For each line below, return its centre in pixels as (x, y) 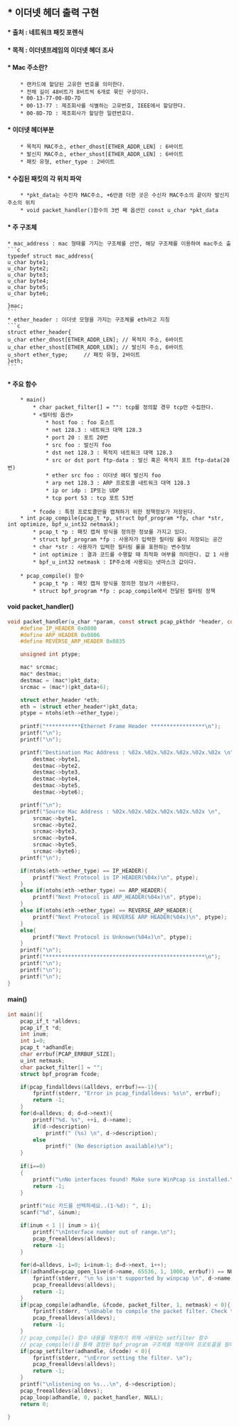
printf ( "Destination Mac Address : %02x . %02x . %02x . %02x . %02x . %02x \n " (127, 752)
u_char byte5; (28, 288)
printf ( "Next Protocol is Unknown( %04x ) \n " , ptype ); (113, 937)
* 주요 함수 (22, 384)
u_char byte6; (28, 294)
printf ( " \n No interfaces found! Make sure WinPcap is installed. (132, 1179)
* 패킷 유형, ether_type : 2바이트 (68, 162)
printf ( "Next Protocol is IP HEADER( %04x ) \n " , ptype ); (116, 878)
